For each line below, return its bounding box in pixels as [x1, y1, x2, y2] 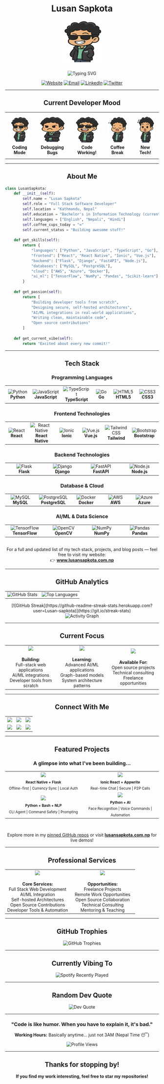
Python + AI [110, 800, 131, 805]
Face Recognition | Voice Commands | [88, 806, 152, 811]
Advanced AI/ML [65, 662, 99, 668]
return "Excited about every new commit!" [22, 341, 110, 346]
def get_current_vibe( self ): [14, 336, 73, 341]
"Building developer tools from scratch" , [31, 300, 119, 305]
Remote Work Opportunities [75, 891, 131, 897]
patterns [73, 683, 91, 688]
